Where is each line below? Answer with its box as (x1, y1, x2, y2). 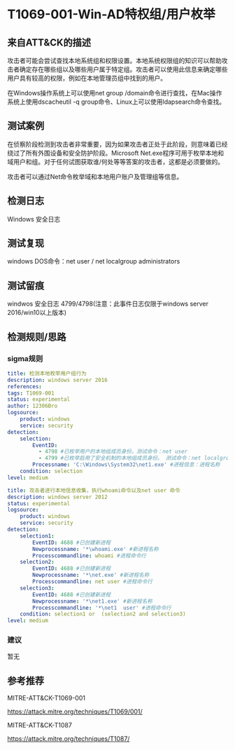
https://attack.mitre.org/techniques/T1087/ (7, 735, 130, 743)
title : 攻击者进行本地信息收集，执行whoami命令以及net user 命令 (7, 486, 180, 494)
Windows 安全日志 (7, 214, 61, 223)
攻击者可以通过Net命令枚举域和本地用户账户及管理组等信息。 (7, 172, 183, 181)
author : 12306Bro (7, 402, 58, 410)
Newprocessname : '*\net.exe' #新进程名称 (32, 572, 150, 579)
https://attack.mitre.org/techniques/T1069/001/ (7, 707, 143, 716)
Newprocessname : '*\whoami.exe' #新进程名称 (32, 545, 159, 552)
